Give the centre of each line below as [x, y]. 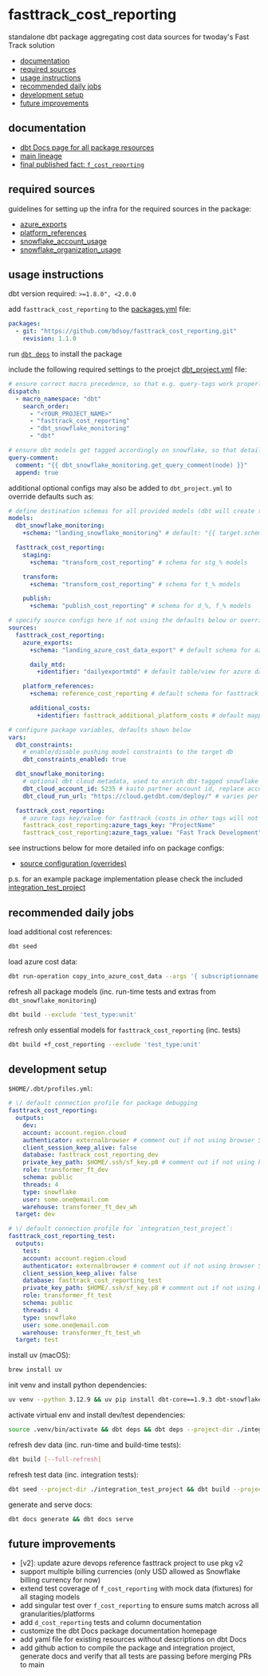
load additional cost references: [61, 932]
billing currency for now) [60, 1580]
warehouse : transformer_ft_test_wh [82, 1333]
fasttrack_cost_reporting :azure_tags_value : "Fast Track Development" [142, 833]
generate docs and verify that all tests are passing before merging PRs [136, 1656]
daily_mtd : [47, 664]
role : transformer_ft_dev [66, 1170]
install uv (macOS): [39, 1355]
